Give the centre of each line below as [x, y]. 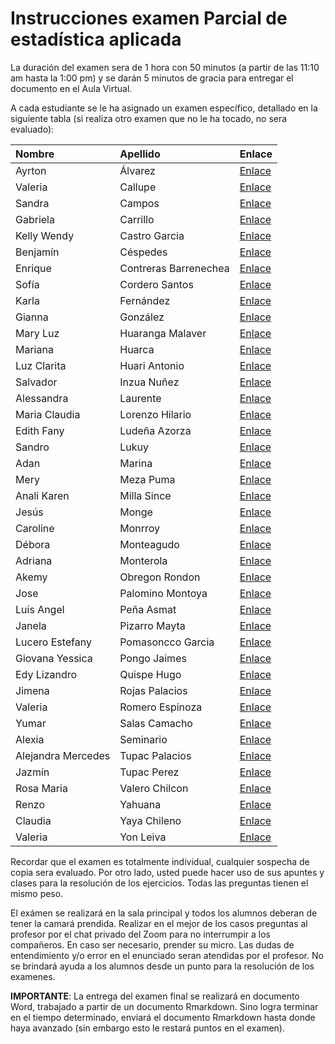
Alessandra [42, 398]
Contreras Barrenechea [174, 268]
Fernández [145, 300]
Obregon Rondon [160, 577]
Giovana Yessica [54, 658]
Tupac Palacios [155, 755]
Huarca [137, 349]
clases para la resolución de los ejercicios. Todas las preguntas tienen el [159, 883]
